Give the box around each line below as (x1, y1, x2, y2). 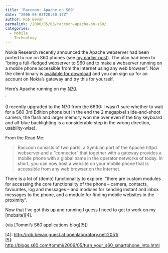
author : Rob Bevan (5, 17, 44, 22)
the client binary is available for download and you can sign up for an (5, 70, 148, 76)
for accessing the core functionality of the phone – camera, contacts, (5, 181, 148, 187)
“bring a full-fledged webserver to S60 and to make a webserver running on (5, 60, 162, 66)
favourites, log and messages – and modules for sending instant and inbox (5, 186, 159, 192)
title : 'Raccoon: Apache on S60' (5, 7, 75, 13)
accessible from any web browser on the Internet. (17, 165, 121, 172)
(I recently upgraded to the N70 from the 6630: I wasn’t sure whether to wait (5, 104, 163, 110)
